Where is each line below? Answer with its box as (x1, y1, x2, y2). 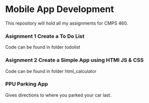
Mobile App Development (5, 4, 114, 15)
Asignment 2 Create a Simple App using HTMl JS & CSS (5, 57, 144, 64)
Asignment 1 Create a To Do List (5, 33, 85, 40)
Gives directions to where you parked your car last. (5, 92, 112, 98)
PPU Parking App (5, 80, 48, 87)
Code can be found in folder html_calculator (5, 68, 97, 74)
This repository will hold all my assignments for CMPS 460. (5, 20, 128, 26)
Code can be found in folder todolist (5, 44, 81, 50)
